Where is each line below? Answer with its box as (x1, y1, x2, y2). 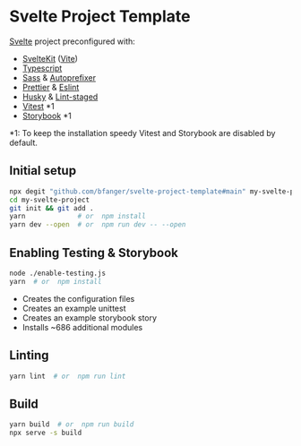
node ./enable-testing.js (9, 269, 106, 278)
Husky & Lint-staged (21, 91, 99, 102)
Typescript (21, 63, 63, 73)
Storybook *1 (21, 110, 72, 121)
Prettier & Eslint (21, 81, 80, 92)
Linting (9, 347, 49, 364)
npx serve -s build (9, 428, 82, 438)
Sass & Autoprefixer (21, 72, 97, 82)
